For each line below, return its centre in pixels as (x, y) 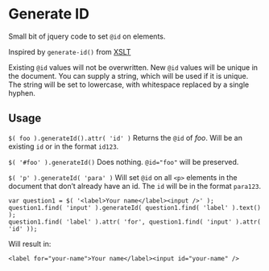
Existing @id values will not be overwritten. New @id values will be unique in (133, 67)
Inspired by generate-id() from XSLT (70, 51)
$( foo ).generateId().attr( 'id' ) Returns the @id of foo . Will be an (126, 138)
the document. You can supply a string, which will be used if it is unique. (128, 76)
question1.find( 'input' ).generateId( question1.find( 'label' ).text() (135, 207)
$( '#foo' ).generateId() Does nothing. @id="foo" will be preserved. (124, 162)
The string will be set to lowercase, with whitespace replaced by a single (129, 84)
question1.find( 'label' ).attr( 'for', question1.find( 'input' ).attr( (135, 222)
